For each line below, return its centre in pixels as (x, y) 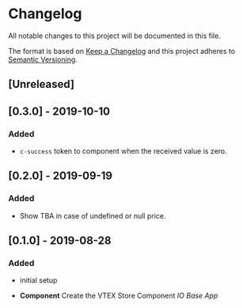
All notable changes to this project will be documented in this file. (115, 36)
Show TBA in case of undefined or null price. (93, 215)
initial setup (38, 280)
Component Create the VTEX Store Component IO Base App (119, 296)
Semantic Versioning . (43, 59)
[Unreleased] (42, 84)
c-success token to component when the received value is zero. (123, 151)
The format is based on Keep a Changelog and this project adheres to (122, 51)
